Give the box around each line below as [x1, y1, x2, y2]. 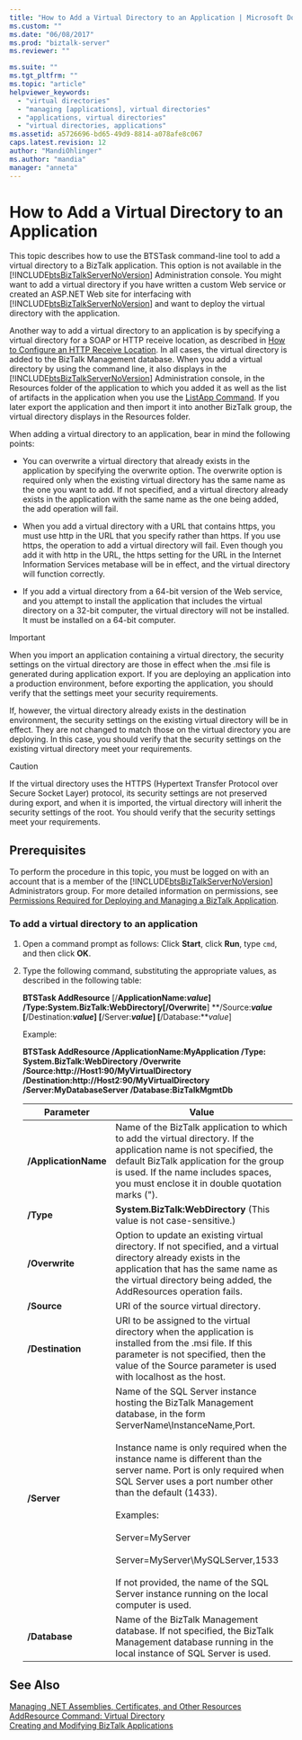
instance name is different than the [115, 1452, 262, 1465]
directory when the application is [115, 1325, 254, 1338]
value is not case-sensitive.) [115, 1214, 236, 1227]
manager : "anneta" [9, 163, 78, 172]
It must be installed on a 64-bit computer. [22, 615, 177, 626]
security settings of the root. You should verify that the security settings [9, 807, 276, 818]
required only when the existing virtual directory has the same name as [22, 475, 286, 486]
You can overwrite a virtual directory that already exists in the [22, 456, 250, 467]
